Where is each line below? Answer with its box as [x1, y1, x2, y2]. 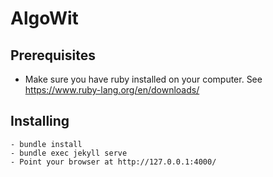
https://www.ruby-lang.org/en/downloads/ [24, 84, 200, 96]
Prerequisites [10, 47, 96, 64]
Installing [10, 113, 70, 130]
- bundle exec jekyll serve [10, 148, 128, 158]
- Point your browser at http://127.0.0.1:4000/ [10, 157, 217, 167]
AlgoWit [10, 7, 79, 30]
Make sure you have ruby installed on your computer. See [24, 73, 263, 85]
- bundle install [10, 139, 83, 149]
